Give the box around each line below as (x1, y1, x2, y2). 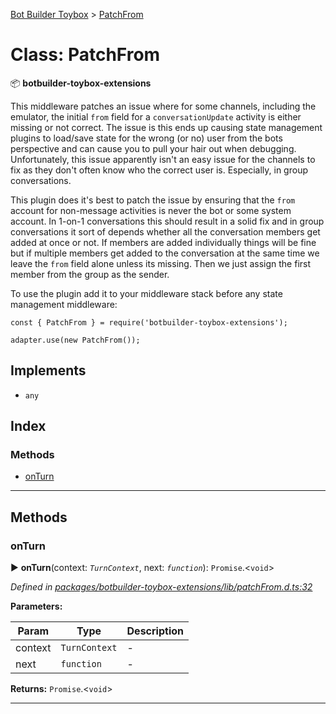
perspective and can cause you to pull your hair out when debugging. (10, 142, 297, 154)
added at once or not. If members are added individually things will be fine (10, 236, 317, 248)
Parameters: (10, 600, 63, 613)
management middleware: (10, 298, 118, 310)
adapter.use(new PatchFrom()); (10, 335, 141, 345)
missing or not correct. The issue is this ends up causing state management (10, 121, 323, 133)
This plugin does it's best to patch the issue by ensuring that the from (10, 194, 296, 206)
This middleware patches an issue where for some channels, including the (10, 100, 317, 112)
